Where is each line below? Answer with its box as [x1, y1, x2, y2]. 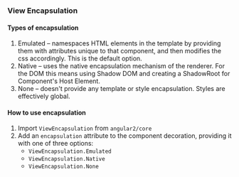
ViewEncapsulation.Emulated [28, 148, 112, 155]
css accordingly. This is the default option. [17, 54, 142, 63]
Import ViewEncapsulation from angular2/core [17, 124, 152, 133]
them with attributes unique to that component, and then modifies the [17, 47, 222, 55]
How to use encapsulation [7, 108, 87, 117]
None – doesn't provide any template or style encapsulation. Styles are [17, 85, 225, 93]
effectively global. [17, 92, 70, 101]
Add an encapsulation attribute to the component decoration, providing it [17, 132, 233, 140]
